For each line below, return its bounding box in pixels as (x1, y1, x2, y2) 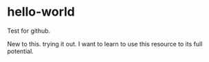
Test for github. (7, 27, 51, 35)
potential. (7, 47, 34, 55)
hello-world (7, 4, 76, 20)
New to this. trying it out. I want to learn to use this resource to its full (7, 40, 203, 48)
